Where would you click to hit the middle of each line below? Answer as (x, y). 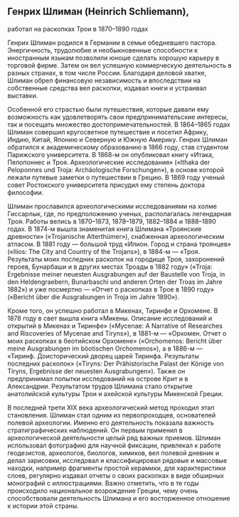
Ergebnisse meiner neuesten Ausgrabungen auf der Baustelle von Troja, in (116, 274)
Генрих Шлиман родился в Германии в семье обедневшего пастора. (112, 43)
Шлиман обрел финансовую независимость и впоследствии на (104, 80)
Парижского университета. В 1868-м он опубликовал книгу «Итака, (111, 154)
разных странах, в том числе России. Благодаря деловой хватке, (107, 73)
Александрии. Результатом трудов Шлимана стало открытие (100, 386)
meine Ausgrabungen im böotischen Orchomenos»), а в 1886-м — (105, 348)
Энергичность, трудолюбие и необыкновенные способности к (102, 50)
